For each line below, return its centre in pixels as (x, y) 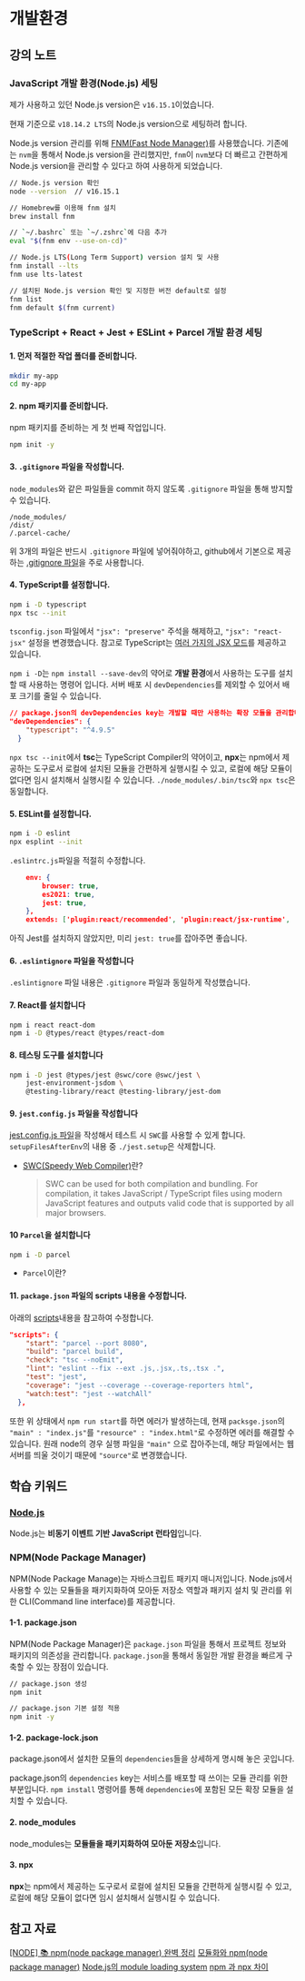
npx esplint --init (46, 842)
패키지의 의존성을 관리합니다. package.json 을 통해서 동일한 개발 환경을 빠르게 (147, 1655)
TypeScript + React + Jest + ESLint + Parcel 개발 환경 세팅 (136, 332)
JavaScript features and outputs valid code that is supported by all (170, 1203)
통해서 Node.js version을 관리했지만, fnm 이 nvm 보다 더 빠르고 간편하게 (164, 154)
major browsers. (76, 1213)
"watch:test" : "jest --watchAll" (89, 1394)
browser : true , (71, 886)
